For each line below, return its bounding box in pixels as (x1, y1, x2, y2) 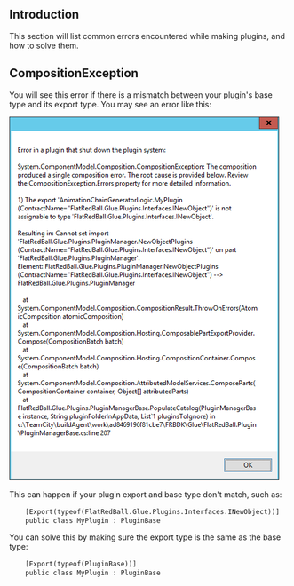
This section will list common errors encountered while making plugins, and (9, 30, 286, 41)
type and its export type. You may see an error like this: (9, 99, 211, 109)
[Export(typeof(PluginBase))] (25, 559, 138, 568)
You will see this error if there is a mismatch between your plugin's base (9, 89, 274, 100)
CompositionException (9, 66, 139, 81)
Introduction (9, 7, 80, 22)
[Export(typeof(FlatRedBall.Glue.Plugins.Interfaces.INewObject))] (25, 507, 280, 516)
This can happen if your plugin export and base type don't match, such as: (9, 488, 282, 500)
